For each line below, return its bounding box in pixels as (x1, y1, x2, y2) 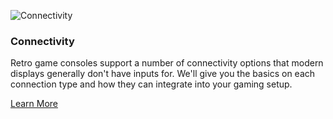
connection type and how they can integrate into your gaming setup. (10, 78, 293, 90)
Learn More (10, 98, 59, 110)
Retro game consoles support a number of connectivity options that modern (10, 57, 324, 69)
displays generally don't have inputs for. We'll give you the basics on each (10, 68, 316, 80)
